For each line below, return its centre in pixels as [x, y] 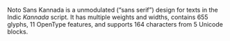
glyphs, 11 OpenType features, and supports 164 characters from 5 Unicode [115, 24]
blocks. [18, 31]
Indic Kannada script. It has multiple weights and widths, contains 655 [108, 17]
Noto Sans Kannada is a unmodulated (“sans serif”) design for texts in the [113, 10]
